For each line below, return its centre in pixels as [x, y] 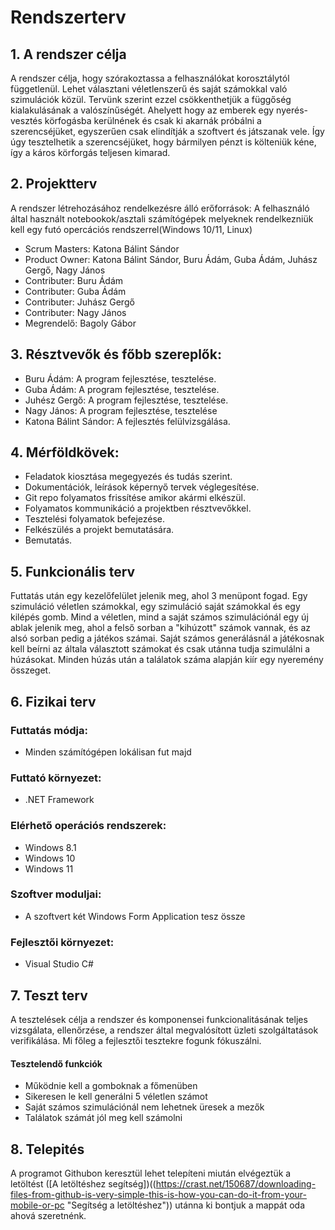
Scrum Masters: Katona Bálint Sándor [102, 248]
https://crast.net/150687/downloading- [236, 1183]
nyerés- [292, 110]
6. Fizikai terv [53, 701]
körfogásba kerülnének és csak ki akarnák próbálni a [153, 120]
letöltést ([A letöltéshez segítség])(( [83, 1183]
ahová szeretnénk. [48, 1215]
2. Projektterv [54, 184]
